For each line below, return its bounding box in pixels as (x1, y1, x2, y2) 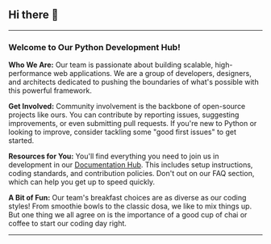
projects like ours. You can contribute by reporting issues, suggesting (8, 110, 240, 120)
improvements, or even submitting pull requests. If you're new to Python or (8, 119, 257, 128)
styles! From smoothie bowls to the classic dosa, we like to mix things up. (8, 201, 252, 211)
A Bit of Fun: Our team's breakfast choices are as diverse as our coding (8, 193, 247, 203)
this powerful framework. (8, 86, 93, 95)
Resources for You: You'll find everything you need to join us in (8, 151, 219, 162)
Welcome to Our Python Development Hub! (8, 41, 181, 53)
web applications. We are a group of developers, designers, (53, 69, 252, 78)
